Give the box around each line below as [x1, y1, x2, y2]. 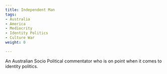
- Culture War [5, 35, 35, 40]
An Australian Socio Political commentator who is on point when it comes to [5, 58, 162, 64]
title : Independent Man [5, 7, 55, 12]
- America [5, 21, 26, 26]
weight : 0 [5, 40, 26, 45]
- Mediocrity [5, 26, 33, 31]
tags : [5, 12, 17, 17]
